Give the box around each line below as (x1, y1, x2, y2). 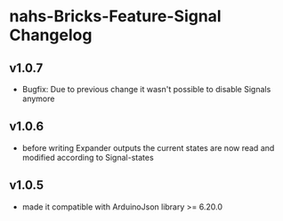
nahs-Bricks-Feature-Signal (9, 6, 222, 27)
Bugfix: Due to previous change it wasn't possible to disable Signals (21, 84, 271, 94)
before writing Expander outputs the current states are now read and (21, 142, 275, 153)
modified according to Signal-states (21, 152, 154, 162)
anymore (21, 93, 55, 104)
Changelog (9, 25, 93, 45)
